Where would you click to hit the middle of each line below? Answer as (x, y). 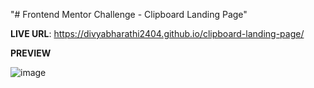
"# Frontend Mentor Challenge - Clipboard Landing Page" (129, 14)
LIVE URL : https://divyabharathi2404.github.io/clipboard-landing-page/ (157, 33)
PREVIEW (31, 53)
